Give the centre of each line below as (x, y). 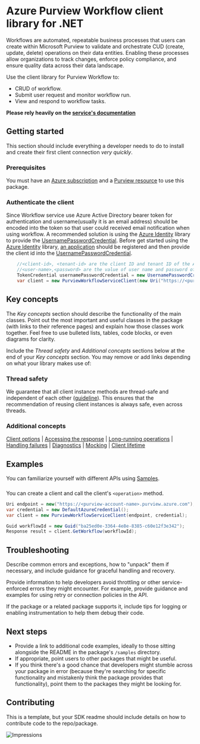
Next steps (27, 632)
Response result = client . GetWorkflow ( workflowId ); (71, 531)
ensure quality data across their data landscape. (65, 65)
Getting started (35, 131)
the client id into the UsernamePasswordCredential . (69, 253)
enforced (17, 589)
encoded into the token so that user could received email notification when (98, 228)
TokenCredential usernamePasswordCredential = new (81, 275)
